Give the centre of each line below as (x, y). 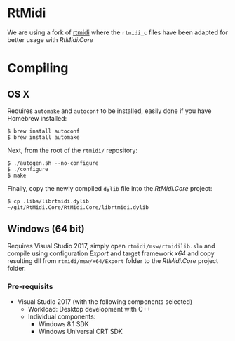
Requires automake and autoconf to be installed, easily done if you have (109, 111)
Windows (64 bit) (46, 229)
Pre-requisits (30, 286)
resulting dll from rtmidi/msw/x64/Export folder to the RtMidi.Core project (113, 260)
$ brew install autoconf (43, 131)
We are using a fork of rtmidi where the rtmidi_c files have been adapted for (118, 32)
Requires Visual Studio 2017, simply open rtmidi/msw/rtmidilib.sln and (111, 246)
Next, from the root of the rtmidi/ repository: (73, 150)
